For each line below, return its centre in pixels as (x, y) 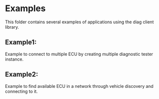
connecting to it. (21, 91)
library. (12, 27)
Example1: (21, 42)
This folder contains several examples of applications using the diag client (79, 22)
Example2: (21, 74)
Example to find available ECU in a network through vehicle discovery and (79, 86)
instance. (14, 59)
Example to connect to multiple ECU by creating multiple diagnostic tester (79, 54)
